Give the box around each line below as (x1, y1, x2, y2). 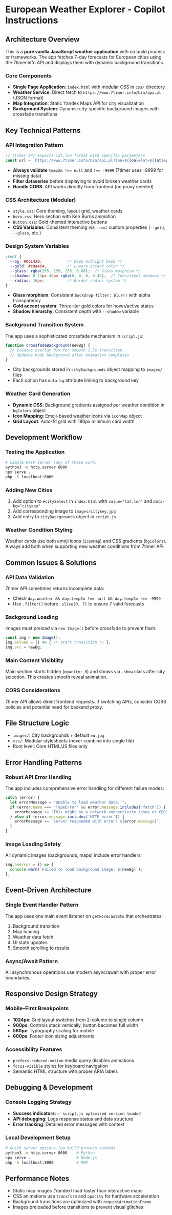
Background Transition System (5, 321, 84, 328)
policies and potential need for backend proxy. (5, 704, 103, 710)
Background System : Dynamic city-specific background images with (12, 106, 159, 112)
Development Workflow (5, 433, 83, 442)
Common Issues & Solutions (5, 558, 97, 567)
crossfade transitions (12, 111, 58, 117)
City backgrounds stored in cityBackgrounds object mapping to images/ (12, 366, 163, 373)
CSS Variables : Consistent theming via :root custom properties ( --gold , (12, 224, 165, 230)
